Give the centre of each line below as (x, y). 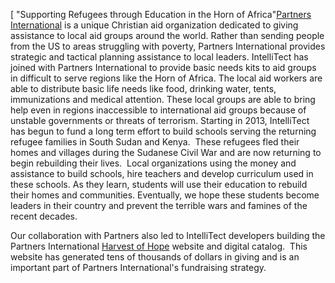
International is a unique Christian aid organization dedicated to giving (154, 25)
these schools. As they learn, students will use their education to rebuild (159, 184)
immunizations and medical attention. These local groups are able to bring (163, 99)
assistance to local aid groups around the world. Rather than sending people (167, 35)
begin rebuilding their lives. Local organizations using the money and (153, 163)
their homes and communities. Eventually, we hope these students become (165, 195)
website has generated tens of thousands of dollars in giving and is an (155, 257)
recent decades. (44, 216)
